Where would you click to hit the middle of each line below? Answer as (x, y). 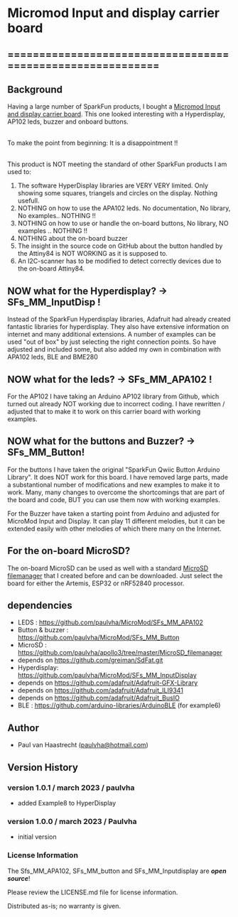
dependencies (40, 606)
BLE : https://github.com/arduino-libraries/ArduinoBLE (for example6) (119, 705)
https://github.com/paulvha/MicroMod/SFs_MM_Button (98, 638)
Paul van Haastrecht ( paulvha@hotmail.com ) (83, 745)
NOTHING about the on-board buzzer (72, 239)
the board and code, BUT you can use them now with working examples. (114, 499)
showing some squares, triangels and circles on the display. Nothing (118, 193)
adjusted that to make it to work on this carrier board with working (104, 412)
